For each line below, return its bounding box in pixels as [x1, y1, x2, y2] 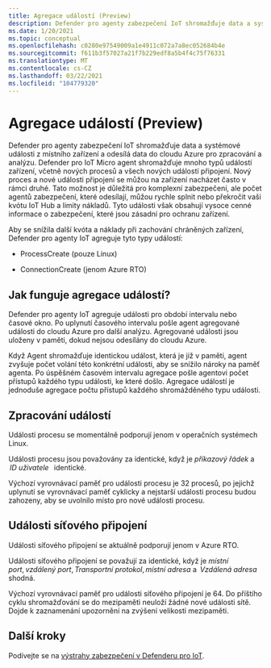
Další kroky [8, 629, 66, 643]
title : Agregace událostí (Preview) [8, 11, 131, 20]
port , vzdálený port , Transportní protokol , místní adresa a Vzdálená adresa [8, 564, 257, 574]
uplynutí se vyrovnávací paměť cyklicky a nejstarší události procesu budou [8, 487, 256, 497]
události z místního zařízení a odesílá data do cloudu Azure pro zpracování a [8, 149, 262, 159]
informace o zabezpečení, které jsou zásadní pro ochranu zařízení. [8, 209, 231, 219]
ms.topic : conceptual [8, 34, 81, 43]
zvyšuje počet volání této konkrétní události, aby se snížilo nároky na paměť [8, 360, 261, 369]
